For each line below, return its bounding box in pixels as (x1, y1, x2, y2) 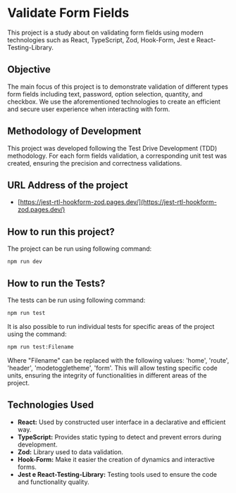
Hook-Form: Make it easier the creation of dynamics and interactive (17, 455, 215, 463)
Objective (7, 63, 51, 75)
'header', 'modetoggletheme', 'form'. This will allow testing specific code (7, 363, 218, 372)
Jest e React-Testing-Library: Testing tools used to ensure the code (17, 470, 217, 478)
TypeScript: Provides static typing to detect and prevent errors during (17, 432, 222, 441)
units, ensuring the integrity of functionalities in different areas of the (7, 371, 207, 380)
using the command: (7, 330, 67, 338)
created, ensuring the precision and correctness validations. (7, 158, 182, 167)
